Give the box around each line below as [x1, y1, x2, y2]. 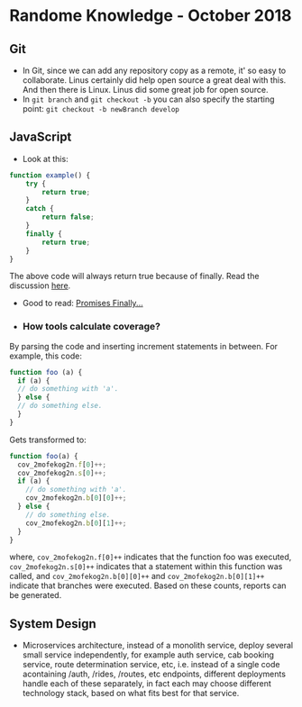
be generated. [9, 590, 62, 601]
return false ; [41, 213, 95, 222]
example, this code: [9, 350, 83, 361]
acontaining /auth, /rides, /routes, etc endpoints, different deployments [22, 668, 287, 680]
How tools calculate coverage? [22, 321, 160, 333]
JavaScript [9, 130, 72, 145]
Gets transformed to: [9, 434, 87, 445]
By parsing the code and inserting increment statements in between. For [9, 340, 278, 351]
